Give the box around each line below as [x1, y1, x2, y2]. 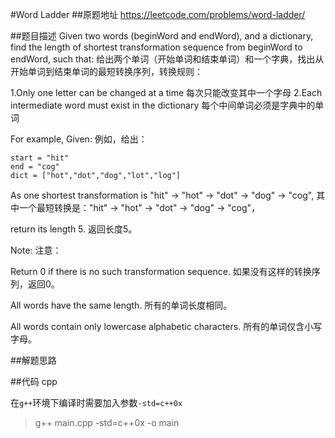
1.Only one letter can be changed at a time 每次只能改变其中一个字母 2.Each [10, 87, 323, 98]
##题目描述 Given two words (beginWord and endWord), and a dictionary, [10, 30, 314, 42]
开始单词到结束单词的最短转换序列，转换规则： [10, 66, 203, 77]
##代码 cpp [10, 376, 58, 387]
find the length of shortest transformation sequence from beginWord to [10, 41, 303, 53]
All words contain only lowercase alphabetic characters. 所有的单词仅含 [10, 321, 305, 332]
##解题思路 [10, 354, 57, 366]
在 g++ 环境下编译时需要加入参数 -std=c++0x [10, 397, 183, 408]
